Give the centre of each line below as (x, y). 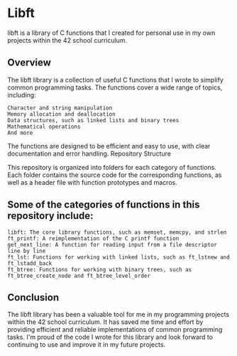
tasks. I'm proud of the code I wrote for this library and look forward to (110, 337)
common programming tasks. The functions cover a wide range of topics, (115, 87)
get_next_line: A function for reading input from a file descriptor (112, 244)
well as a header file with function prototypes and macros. (92, 182)
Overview (29, 63)
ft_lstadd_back (30, 263)
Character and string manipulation (60, 108)
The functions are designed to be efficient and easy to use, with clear (109, 146)
